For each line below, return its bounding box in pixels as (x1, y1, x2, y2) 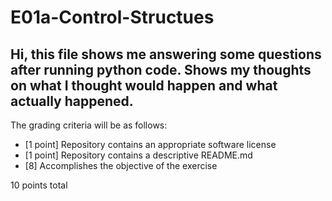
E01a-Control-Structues (10, 6, 215, 29)
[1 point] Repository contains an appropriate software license (24, 139, 277, 150)
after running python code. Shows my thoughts (10, 61, 312, 78)
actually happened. (10, 92, 134, 110)
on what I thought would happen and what (10, 77, 278, 94)
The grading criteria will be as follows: (10, 119, 168, 131)
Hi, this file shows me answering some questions (10, 46, 322, 63)
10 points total (10, 179, 68, 191)
